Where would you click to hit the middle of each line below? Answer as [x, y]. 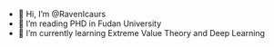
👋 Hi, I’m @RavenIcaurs [62, 14]
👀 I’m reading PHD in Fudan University [90, 23]
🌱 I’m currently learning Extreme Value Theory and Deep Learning [142, 33]
